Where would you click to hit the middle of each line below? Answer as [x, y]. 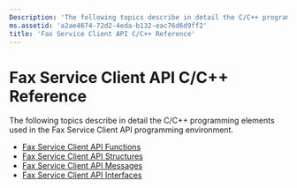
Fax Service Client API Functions [81, 147]
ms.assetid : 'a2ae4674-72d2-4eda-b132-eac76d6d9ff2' [108, 26]
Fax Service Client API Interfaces [82, 175]
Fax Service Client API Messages [82, 166]
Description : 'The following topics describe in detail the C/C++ [134, 17]
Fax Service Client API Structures [82, 156]
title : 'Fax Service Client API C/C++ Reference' [103, 34]
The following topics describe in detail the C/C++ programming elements [142, 121]
